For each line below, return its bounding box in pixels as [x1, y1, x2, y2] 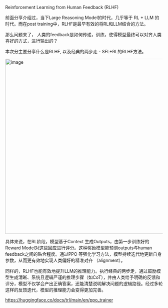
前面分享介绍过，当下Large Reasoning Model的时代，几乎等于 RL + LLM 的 [5, 15, 159, 21]
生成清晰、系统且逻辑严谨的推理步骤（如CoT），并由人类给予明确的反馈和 [9, 274, 160, 280]
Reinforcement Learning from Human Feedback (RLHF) [5, 5, 119, 10]
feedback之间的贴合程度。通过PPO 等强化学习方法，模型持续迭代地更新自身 [5, 251, 162, 257]
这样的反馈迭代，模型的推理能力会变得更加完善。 [5, 287, 106, 293]
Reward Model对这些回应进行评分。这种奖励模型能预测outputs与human [5, 245, 152, 251]
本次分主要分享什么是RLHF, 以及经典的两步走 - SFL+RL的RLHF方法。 [5, 49, 146, 54]
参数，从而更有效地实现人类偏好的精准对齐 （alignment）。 [5, 257, 125, 263]
